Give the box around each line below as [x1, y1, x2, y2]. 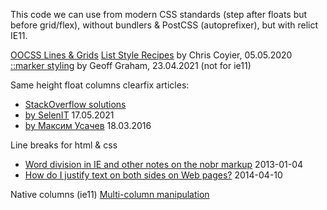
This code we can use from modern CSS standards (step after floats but [10, 9, 308, 20]
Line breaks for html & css [10, 139, 118, 151]
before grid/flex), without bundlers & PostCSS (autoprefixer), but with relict [10, 19, 319, 31]
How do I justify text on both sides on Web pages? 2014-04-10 [24, 169, 283, 181]
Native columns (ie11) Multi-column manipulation [10, 189, 210, 200]
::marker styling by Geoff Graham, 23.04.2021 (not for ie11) [10, 60, 252, 71]
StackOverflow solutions [24, 99, 127, 110]
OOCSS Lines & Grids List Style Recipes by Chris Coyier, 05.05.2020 [10, 49, 293, 61]
